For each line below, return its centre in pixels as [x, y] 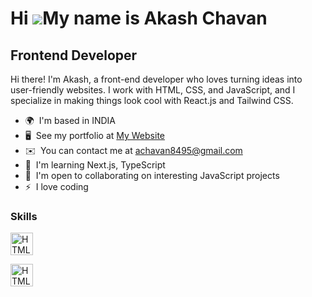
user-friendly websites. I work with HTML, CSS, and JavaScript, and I [153, 90]
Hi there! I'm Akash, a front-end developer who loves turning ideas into [156, 79]
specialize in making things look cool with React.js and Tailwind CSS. [152, 100]
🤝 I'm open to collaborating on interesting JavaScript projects [152, 175]
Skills [24, 216]
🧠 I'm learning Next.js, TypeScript [95, 165]
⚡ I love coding [56, 186]
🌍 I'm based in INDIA [70, 120]
